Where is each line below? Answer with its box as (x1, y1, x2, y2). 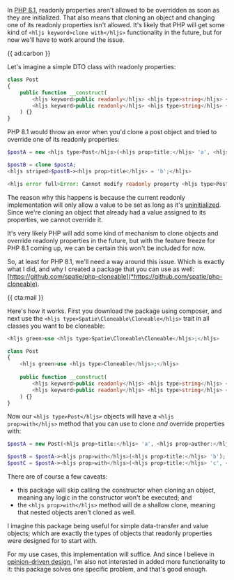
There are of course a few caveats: (7, 472, 108, 481)
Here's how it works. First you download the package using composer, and (7, 307, 222, 315)
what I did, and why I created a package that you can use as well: (7, 265, 195, 273)
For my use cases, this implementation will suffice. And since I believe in (7, 550, 214, 558)
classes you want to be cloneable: (7, 321, 105, 330)
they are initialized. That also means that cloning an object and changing (7, 13, 215, 22)
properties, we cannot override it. (7, 215, 103, 224)
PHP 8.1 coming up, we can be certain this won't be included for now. (7, 244, 206, 252)
